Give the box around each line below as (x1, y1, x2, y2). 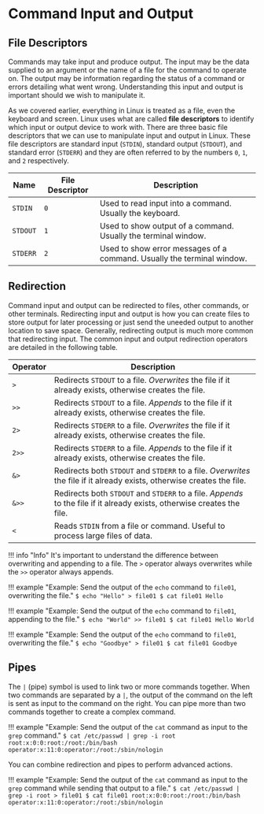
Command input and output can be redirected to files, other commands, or (8, 300, 249, 310)
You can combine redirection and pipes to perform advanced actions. (8, 760, 233, 769)
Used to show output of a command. (99, 221, 234, 231)
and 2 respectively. (8, 156, 69, 165)
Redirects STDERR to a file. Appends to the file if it (53, 442, 233, 453)
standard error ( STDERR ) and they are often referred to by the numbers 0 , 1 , (8, 147, 248, 157)
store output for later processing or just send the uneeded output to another (8, 317, 254, 327)
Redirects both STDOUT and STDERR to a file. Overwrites (53, 465, 251, 476)
